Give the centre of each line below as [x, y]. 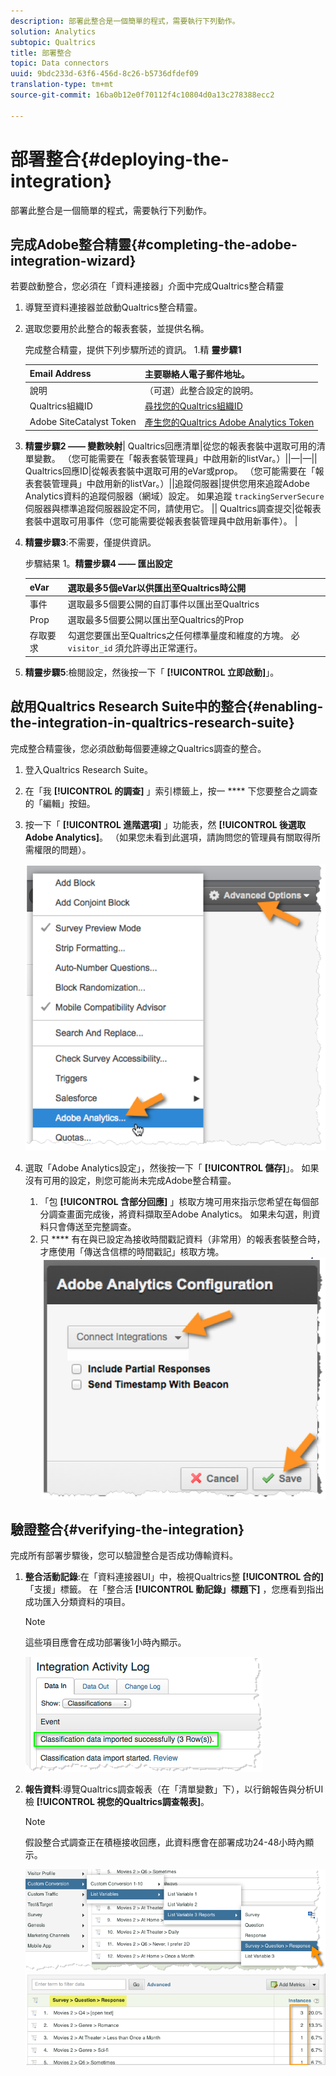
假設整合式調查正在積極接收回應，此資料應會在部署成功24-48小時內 [165, 1842]
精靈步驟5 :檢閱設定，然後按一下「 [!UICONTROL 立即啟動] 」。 [152, 672]
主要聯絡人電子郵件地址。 [197, 374]
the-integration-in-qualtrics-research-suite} [152, 723]
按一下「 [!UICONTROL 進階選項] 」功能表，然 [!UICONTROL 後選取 [165, 824]
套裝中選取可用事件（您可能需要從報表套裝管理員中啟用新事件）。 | [161, 521]
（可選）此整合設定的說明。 [201, 391]
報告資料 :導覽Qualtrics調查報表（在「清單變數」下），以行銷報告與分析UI [174, 1789]
